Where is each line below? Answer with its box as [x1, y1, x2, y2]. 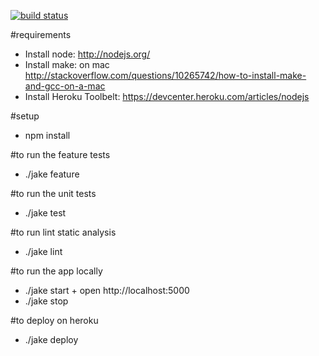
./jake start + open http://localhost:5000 [24, 285, 190, 296]
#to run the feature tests [10, 149, 111, 160]
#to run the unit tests [10, 188, 97, 199]
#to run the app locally [10, 265, 103, 277]
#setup [10, 110, 40, 122]
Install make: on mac [24, 59, 110, 70]
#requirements [10, 29, 72, 40]
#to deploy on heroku [10, 315, 99, 326]
